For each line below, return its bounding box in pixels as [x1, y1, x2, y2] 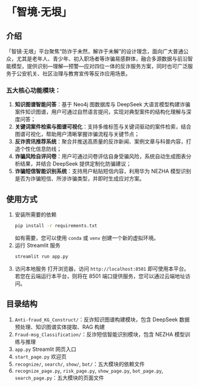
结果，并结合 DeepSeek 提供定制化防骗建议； [20, 160, 131, 167]
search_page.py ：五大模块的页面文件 [14, 374, 105, 381]
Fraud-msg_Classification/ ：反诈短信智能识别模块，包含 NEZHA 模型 [14, 331, 185, 338]
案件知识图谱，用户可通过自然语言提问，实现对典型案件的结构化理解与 [14, 108, 187, 116]
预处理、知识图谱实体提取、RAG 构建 [14, 323, 105, 330]
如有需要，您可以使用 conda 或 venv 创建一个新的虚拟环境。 [14, 234, 159, 241]
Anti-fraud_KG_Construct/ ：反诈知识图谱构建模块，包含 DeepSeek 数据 [14, 316, 190, 323]
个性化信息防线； [20, 145, 62, 153]
